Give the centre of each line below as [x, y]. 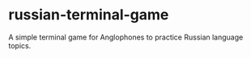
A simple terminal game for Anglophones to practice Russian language [126, 37]
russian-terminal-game [89, 15]
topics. [20, 45]
